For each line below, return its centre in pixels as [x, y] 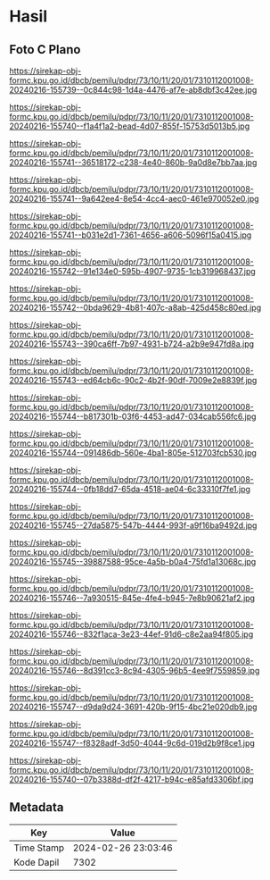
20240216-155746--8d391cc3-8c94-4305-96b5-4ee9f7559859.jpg [135, 670]
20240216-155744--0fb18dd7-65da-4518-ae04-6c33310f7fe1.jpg [130, 489]
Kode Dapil [37, 862]
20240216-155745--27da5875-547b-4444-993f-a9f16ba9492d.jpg [133, 525]
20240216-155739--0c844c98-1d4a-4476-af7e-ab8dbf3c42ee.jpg [133, 90]
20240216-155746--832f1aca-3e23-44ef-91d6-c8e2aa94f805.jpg [131, 634]
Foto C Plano [45, 50]
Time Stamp [39, 848]
